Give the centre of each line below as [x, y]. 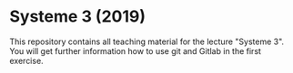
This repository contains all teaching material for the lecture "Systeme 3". [147, 41]
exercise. [26, 60]
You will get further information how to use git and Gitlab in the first [136, 50]
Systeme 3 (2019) [77, 17]
